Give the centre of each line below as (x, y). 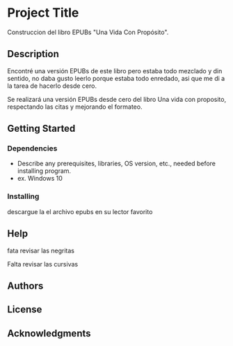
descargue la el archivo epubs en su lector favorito (80, 211)
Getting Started (41, 129)
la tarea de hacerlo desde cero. (52, 86)
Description (33, 54)
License (25, 309)
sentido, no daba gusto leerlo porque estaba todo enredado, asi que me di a (116, 78)
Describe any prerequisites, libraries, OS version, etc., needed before (116, 164)
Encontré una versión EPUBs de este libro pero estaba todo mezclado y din (115, 70)
